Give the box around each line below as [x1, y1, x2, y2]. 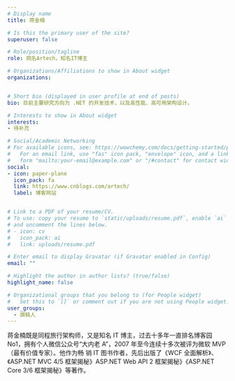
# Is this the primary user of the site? [7, 29, 130, 36]
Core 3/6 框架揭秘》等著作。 [7, 366, 90, 375]
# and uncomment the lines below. [7, 221, 108, 228]
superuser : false [7, 36, 58, 43]
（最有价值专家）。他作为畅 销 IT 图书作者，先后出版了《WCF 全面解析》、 [7, 349, 218, 357]
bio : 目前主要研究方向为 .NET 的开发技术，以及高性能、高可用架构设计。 [7, 99, 193, 106]
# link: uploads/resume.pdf [7, 240, 96, 248]
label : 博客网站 [13, 189, 57, 196]
